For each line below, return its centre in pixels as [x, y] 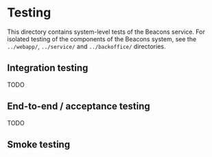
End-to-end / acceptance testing [79, 106]
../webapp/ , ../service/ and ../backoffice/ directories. [86, 46]
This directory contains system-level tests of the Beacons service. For [106, 32]
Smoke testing [39, 144]
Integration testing [48, 68]
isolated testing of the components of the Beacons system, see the [102, 39]
